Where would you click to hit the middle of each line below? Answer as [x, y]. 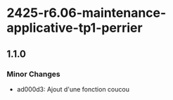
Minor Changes [33, 74]
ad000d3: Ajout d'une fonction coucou [73, 89]
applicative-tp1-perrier [75, 28]
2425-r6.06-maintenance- [86, 13]
